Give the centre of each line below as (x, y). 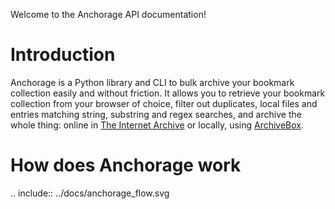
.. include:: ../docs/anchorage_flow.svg (90, 193)
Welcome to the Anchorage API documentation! (108, 14)
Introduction (63, 55)
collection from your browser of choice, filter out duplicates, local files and (164, 103)
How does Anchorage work (126, 165)
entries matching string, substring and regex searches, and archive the (156, 114)
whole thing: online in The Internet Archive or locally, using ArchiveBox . (157, 125)
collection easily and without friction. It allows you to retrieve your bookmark (168, 93)
